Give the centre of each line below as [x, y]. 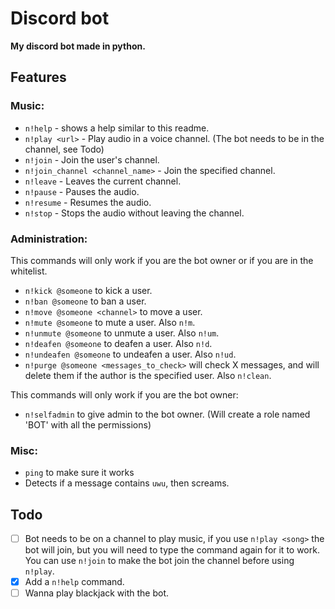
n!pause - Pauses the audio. [82, 191]
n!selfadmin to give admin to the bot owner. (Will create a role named [167, 414]
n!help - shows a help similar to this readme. [117, 128]
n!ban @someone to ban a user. [85, 301]
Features [38, 77]
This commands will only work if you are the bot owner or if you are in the [162, 260]
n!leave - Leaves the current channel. [103, 181]
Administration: [49, 239]
